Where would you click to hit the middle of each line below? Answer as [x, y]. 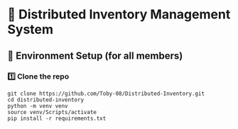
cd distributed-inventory [45, 100]
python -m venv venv [38, 106]
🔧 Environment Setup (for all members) [95, 56]
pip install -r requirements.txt [57, 118]
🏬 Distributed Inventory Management [119, 15]
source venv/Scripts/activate [52, 112]
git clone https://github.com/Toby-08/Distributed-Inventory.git [106, 94]
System [31, 29]
